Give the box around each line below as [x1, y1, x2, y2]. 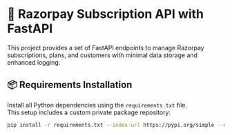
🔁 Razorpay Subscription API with [7, 6, 204, 22]
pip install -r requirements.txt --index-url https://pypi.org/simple [7, 121, 215, 128]
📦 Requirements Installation [7, 79, 133, 91]
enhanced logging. [7, 58, 61, 66]
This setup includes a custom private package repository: [7, 108, 171, 116]
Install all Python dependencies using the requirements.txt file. [7, 101, 188, 109]
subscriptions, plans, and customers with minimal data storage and [7, 51, 198, 59]
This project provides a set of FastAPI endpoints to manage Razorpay [7, 43, 205, 52]
